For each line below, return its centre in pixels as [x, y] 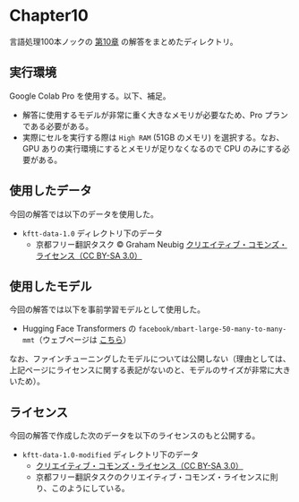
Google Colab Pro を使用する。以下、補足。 [90, 96]
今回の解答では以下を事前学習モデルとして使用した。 [107, 309]
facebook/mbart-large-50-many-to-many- [213, 329]
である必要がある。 [58, 125]
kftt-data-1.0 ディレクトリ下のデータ [92, 233]
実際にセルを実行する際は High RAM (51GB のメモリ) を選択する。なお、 [153, 137]
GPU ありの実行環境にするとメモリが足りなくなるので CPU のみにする [152, 148]
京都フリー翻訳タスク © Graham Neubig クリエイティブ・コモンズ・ [162, 244]
